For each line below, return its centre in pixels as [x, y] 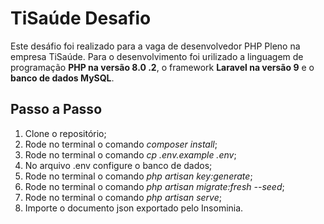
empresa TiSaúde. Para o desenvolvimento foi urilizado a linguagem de [157, 56]
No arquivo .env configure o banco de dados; [118, 165]
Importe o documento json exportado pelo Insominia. [134, 208]
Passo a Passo [56, 109]
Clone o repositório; [65, 133]
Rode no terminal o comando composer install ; [121, 144]
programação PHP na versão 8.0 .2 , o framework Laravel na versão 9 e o [162, 67]
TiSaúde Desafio [81, 18]
